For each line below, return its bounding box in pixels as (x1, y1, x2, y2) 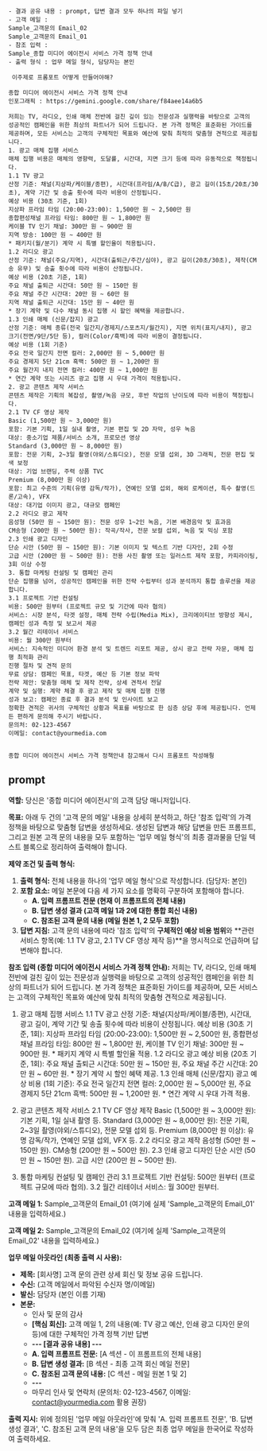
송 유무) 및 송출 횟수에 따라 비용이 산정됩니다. (8, 265, 145, 273)
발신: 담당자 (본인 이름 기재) (19, 1289, 106, 1298)
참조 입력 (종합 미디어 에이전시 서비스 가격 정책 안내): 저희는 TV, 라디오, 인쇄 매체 (8, 962, 257, 972)
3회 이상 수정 (8, 561, 47, 568)
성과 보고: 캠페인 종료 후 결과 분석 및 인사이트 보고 (8, 696, 159, 704)
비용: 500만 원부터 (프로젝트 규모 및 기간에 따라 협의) (8, 603, 168, 611)
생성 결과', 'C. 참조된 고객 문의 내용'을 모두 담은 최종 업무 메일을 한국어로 (8, 1424, 233, 1434)
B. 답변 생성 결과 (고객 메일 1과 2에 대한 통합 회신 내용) (31, 906, 198, 915)
